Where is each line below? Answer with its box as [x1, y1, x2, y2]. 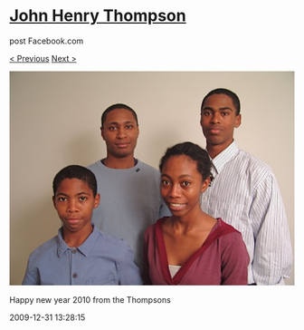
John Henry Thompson [9, 5, 187, 26]
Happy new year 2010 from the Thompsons [9, 294, 172, 305]
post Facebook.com [9, 35, 84, 46]
